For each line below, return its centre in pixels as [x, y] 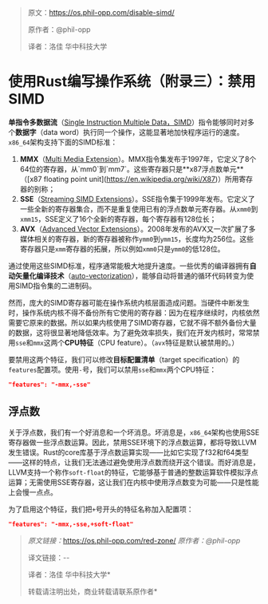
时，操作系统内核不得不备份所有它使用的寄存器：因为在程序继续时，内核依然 [134, 312]
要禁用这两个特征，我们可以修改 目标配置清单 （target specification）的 [124, 359]
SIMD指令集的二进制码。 [55, 286]
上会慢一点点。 [33, 492]
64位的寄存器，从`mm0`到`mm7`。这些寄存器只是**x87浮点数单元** [132, 169]
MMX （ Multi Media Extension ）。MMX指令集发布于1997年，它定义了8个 [138, 159]
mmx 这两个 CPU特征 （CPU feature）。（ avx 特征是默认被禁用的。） [136, 342]
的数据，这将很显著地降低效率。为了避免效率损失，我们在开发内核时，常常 [130, 332]
